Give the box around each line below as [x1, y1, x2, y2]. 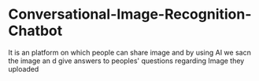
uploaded [8, 64, 39, 73]
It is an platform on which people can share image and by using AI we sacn [8, 48, 252, 57]
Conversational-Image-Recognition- [8, 5, 252, 23]
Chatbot [8, 22, 63, 40]
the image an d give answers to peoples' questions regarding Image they [8, 56, 245, 65]
